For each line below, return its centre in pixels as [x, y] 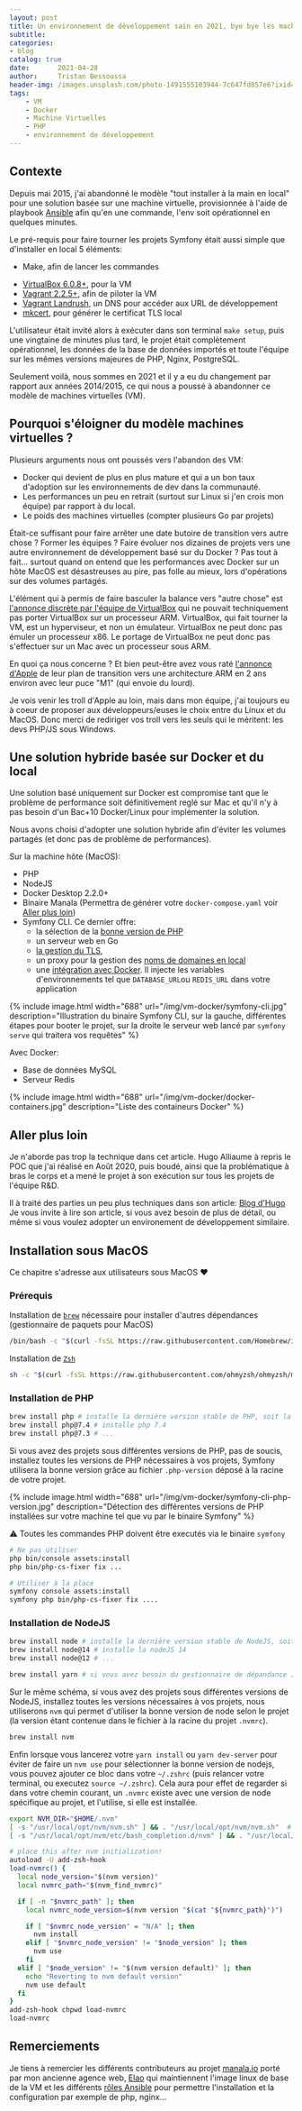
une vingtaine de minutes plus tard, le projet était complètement [128, 340]
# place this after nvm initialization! [86, 1852]
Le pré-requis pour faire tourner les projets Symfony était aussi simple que [147, 239]
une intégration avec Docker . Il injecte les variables [130, 970]
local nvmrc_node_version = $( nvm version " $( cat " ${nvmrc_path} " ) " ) [154, 1910]
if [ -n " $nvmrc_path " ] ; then [76, 1901]
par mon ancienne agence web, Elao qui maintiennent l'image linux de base [149, 2078]
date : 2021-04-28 [54, 69]
